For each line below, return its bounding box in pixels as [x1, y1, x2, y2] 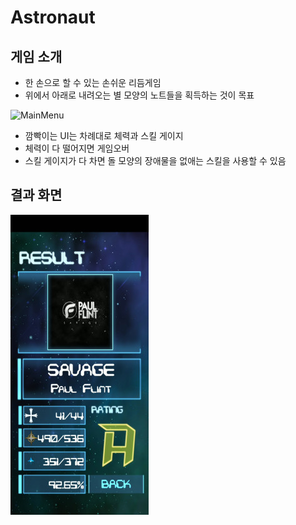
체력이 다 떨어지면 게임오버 [24, 142, 130, 154]
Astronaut [10, 6, 96, 29]
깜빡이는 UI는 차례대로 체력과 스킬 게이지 [24, 130, 184, 141]
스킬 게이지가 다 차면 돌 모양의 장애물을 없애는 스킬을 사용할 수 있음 [24, 155, 287, 166]
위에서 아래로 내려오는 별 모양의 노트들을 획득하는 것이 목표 [24, 89, 255, 101]
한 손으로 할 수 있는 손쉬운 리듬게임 [24, 77, 162, 88]
